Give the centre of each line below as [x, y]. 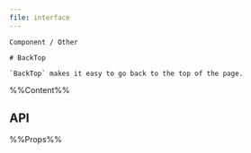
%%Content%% [40, 89]
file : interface [40, 17]
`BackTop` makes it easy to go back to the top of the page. [126, 73]
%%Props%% [36, 140]
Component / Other [44, 42]
